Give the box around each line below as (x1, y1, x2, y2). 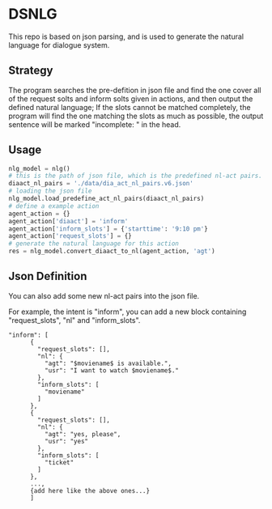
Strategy (8, 64, 53, 78)
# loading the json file (8, 187, 92, 195)
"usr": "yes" (44, 437, 89, 445)
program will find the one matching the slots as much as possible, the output (8, 111, 264, 121)
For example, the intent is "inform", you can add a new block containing (8, 307, 247, 316)
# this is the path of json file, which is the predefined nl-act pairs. (8, 172, 263, 180)
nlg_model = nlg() (8, 164, 70, 172)
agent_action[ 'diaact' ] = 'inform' (8, 217, 129, 225)
